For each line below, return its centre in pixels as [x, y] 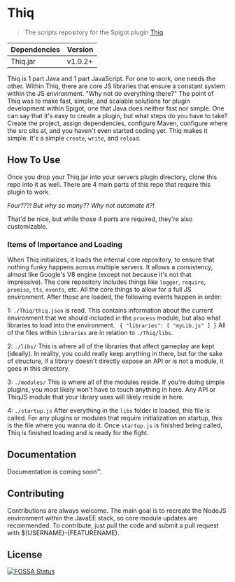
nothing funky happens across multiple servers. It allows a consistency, [110, 267]
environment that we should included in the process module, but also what [114, 318]
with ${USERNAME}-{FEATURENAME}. [64, 532]
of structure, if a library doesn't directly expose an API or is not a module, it [115, 361]
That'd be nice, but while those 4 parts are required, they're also [100, 219]
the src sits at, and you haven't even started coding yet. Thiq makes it [107, 130]
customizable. [27, 226]
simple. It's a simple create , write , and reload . [74, 138]
